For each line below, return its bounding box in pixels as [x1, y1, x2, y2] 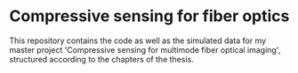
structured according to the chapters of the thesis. [9, 54, 194, 64]
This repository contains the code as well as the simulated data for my [9, 35, 267, 46]
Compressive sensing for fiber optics [9, 6, 290, 26]
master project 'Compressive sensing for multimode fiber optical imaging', [9, 44, 281, 55]
